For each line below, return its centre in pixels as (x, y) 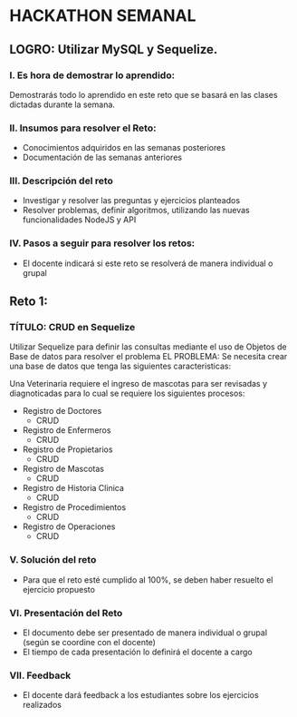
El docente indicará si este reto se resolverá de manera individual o (148, 263)
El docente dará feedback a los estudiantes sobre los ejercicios (141, 695)
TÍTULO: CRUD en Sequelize (72, 328)
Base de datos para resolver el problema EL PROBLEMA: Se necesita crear (148, 357)
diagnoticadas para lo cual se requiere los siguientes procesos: (127, 393)
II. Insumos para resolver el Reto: (83, 128)
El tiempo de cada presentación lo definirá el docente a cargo (137, 652)
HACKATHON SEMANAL (103, 16)
